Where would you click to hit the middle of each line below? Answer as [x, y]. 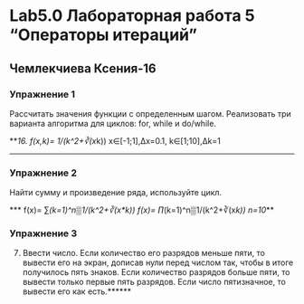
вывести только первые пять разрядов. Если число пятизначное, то [154, 282]
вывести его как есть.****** [77, 291]
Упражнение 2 [43, 173]
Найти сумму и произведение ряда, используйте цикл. [116, 193]
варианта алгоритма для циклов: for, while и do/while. [113, 123]
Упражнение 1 [42, 94]
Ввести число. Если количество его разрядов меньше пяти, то [143, 253]
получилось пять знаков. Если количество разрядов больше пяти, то [156, 272]
